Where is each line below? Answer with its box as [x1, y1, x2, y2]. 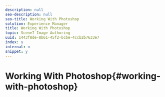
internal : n [5, 44, 30, 49]
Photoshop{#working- [65, 70, 161, 82]
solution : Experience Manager [5, 21, 68, 26]
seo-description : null [5, 12, 52, 17]
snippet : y [5, 49, 28, 54]
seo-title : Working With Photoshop [5, 16, 79, 21]
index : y [5, 40, 23, 45]
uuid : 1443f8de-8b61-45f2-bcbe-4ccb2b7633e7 [5, 35, 99, 40]
